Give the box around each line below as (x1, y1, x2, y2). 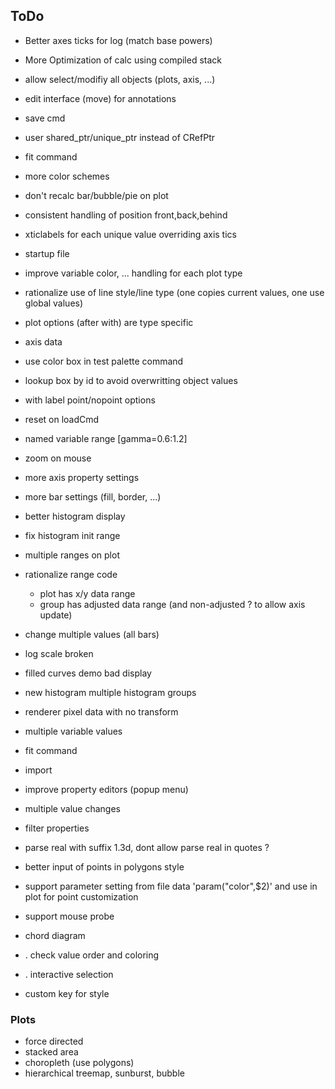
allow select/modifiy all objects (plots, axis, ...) (24, 73, 216, 85)
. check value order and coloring (24, 949, 160, 961)
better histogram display (24, 510, 126, 522)
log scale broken (24, 647, 94, 659)
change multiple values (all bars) (24, 628, 160, 640)
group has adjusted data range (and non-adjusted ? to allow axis (39, 598, 306, 610)
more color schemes (24, 170, 110, 182)
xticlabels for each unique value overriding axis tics (24, 228, 237, 240)
